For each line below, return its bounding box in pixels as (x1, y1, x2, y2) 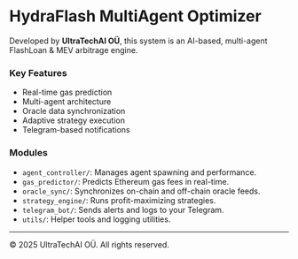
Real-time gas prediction (21, 87, 113, 98)
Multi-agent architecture (21, 96, 112, 107)
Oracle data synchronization (21, 106, 126, 117)
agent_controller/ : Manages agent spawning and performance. (21, 166, 257, 178)
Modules (9, 147, 49, 159)
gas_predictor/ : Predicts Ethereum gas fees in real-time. (21, 176, 230, 187)
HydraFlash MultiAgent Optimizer (9, 6, 262, 27)
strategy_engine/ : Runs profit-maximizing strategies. (21, 194, 216, 205)
